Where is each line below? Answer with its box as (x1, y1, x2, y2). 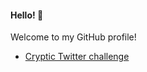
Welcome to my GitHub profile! (10, 31, 137, 43)
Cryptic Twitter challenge (24, 51, 130, 63)
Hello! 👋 (10, 9, 44, 21)
